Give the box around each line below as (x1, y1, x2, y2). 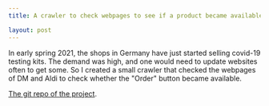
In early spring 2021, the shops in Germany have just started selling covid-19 (8, 48, 261, 57)
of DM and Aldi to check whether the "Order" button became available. (8, 73, 243, 83)
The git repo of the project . (8, 88, 98, 98)
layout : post (8, 26, 52, 34)
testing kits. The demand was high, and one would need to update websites (8, 57, 258, 66)
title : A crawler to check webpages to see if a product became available (8, 11, 263, 20)
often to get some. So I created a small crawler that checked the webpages (8, 65, 256, 74)
